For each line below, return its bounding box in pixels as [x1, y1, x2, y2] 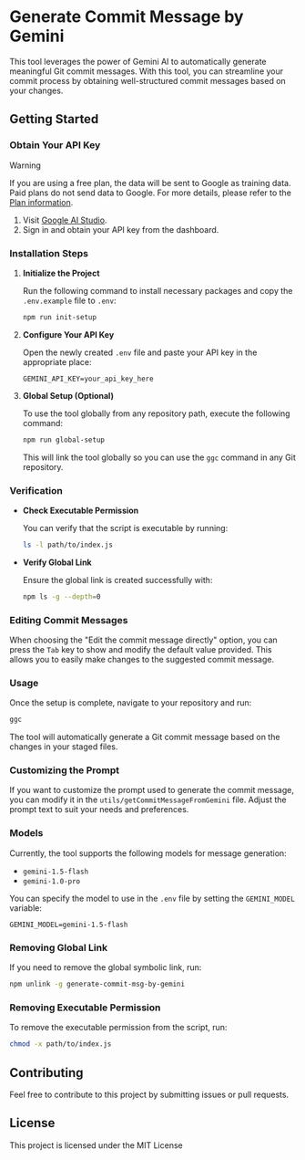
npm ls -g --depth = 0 [22, 591, 101, 601]
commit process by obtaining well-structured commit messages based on [9, 75, 287, 86]
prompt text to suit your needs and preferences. [9, 804, 189, 815]
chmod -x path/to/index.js [9, 1040, 112, 1049]
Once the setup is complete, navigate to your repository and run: [9, 697, 252, 708]
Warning [9, 160, 41, 171]
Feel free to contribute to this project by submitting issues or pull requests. [9, 1089, 290, 1100]
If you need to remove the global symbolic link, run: [9, 962, 202, 973]
